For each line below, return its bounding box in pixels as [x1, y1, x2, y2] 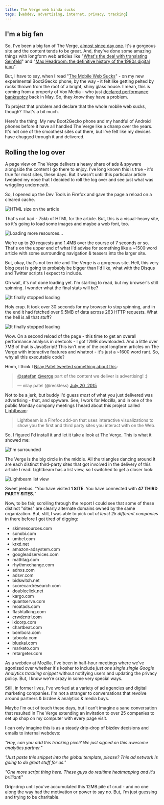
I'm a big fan [5, 30, 44, 38]
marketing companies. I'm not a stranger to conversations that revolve [5, 690, 147, 696]
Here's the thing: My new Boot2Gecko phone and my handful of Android [5, 118, 151, 124]
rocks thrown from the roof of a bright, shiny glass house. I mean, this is [5, 84, 150, 90]
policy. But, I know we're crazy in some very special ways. [5, 676, 122, 681]
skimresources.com [12, 526, 52, 531]
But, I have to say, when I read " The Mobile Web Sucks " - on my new [5, 73, 144, 79]
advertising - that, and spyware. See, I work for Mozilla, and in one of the [5, 398, 152, 403]
